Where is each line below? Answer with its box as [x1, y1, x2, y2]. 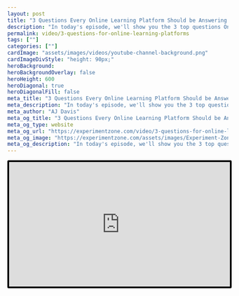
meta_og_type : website [7, 121, 74, 128]
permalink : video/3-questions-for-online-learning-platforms [7, 29, 190, 37]
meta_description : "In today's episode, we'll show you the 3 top [7, 102, 205, 109]
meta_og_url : [7, 128, 46, 135]
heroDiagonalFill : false [7, 88, 80, 95]
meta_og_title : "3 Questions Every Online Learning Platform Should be [7, 114, 221, 121]
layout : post [7, 10, 46, 18]
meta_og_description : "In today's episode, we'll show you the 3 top [7, 141, 215, 148]
